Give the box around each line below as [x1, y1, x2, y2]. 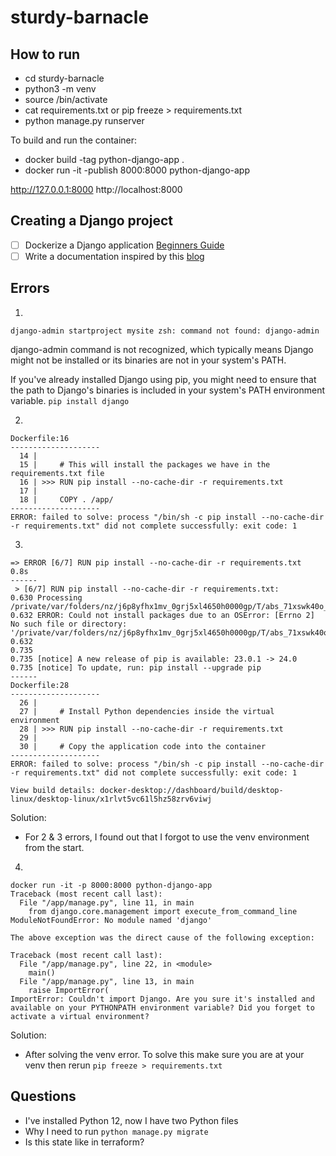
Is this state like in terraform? [24, 1136, 145, 1148]
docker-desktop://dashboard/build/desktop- [99, 785, 284, 795]
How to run [10, 46, 81, 63]
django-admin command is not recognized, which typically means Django [10, 343, 314, 355]
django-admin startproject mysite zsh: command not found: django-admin [10, 326, 320, 336]
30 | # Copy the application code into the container [19, 741, 267, 751]
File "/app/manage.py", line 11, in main [19, 897, 195, 908]
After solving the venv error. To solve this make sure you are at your [24, 1048, 305, 1060]
